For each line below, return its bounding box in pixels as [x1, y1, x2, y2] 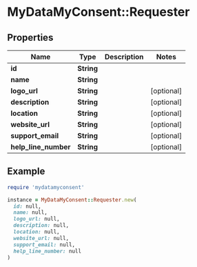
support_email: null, [13, 241, 76, 248]
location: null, [13, 228, 60, 235]
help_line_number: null [13, 248, 81, 255]
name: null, [13, 209, 48, 216]
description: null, [13, 222, 70, 229]
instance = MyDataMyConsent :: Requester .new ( [7, 196, 137, 204]
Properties [7, 32, 54, 43]
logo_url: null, [13, 215, 60, 223]
